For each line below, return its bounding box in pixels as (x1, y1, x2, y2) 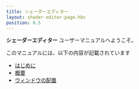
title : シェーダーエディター (6, 8, 69, 15)
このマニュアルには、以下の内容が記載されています (6, 49, 131, 56)
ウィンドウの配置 (14, 77, 57, 84)
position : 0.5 (6, 20, 41, 26)
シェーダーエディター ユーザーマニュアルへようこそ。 (6, 37, 137, 44)
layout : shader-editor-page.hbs (6, 14, 86, 20)
